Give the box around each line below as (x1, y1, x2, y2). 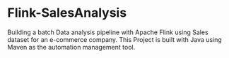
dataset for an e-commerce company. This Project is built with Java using (7, 35, 223, 43)
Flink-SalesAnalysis (7, 5, 127, 21)
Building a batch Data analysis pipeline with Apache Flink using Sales (7, 28, 209, 36)
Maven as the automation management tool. (7, 43, 136, 51)
